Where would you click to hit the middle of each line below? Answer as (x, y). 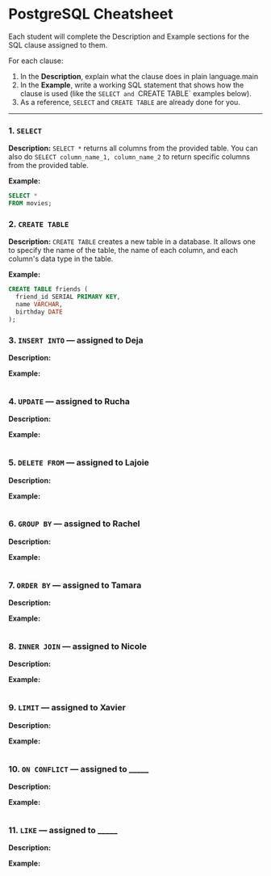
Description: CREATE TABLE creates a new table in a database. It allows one (132, 242)
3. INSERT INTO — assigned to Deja (76, 340)
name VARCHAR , (39, 305)
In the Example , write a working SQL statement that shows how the (132, 85)
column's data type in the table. (61, 259)
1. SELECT (25, 130)
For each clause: (36, 61)
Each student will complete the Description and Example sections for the (129, 36)
